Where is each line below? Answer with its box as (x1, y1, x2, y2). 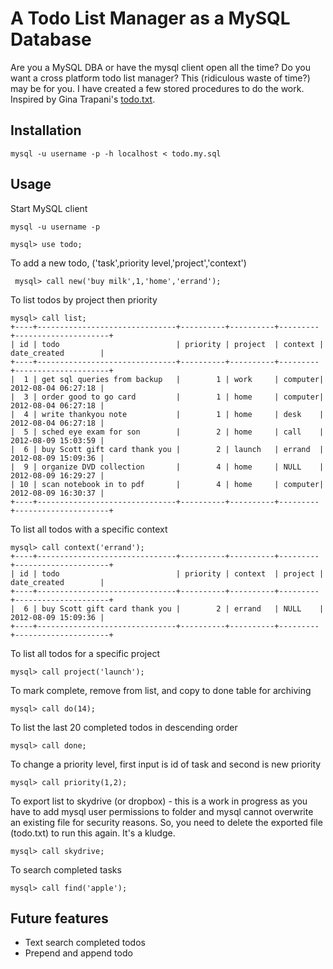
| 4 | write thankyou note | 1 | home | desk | (10, 409, 325, 419)
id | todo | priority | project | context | (19, 339, 325, 349)
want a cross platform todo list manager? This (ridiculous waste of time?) (10, 72, 311, 84)
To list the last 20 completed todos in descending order (10, 721, 238, 733)
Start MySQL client (10, 202, 88, 214)
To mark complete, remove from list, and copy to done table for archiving (10, 684, 312, 696)
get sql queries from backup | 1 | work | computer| (41, 374, 325, 384)
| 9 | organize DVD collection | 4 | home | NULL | (10, 462, 325, 472)
